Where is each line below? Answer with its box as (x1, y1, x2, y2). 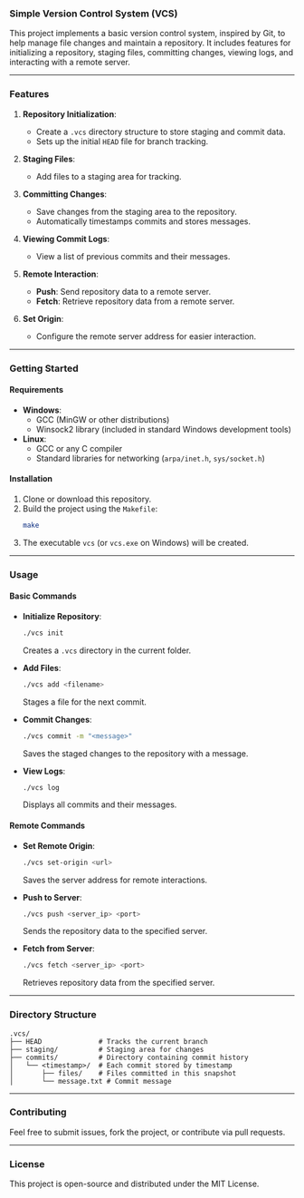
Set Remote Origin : (22, 840, 95, 851)
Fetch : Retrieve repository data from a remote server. (35, 296, 235, 307)
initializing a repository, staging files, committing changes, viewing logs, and (9, 47, 294, 58)
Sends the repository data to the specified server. (22, 926, 208, 937)
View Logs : (22, 765, 66, 776)
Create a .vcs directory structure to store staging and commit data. (35, 126, 287, 137)
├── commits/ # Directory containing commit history (9, 1053, 249, 1062)
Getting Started (9, 362, 79, 375)
